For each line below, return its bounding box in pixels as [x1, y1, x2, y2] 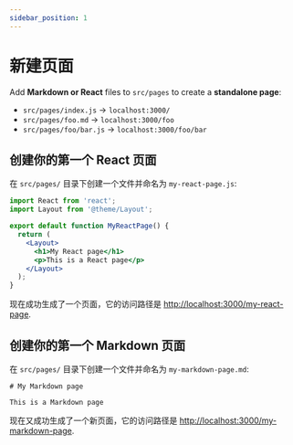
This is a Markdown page [9, 397, 104, 407]
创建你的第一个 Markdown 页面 [9, 337, 186, 353]
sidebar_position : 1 [9, 13, 89, 23]
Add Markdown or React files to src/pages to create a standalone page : [9, 86, 282, 97]
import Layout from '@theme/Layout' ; [9, 205, 153, 215]
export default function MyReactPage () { [9, 221, 170, 231]
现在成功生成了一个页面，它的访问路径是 [9, 299, 162, 310]
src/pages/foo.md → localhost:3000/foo [22, 113, 175, 124]
